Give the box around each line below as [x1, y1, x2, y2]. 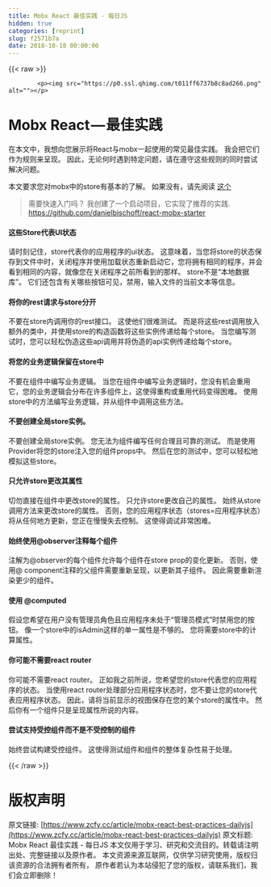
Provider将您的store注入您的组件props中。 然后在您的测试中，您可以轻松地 [8, 446, 258, 456]
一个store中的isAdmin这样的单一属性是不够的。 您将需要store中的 [31, 625, 250, 635]
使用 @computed [8, 595, 67, 605]
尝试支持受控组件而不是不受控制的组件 [8, 725, 135, 735]
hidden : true [8, 19, 52, 27]
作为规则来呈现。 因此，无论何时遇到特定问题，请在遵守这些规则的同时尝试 [8, 154, 258, 164]
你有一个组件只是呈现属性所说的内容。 [15, 704, 143, 715]
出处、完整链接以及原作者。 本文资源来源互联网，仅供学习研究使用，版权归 [8, 850, 258, 860]
